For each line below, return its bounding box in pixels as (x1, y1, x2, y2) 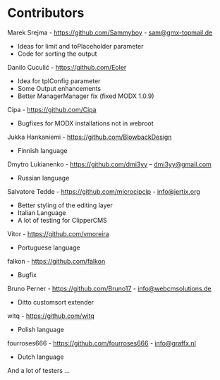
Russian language (17, 173, 70, 182)
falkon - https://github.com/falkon (7, 257, 106, 265)
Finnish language (17, 146, 68, 154)
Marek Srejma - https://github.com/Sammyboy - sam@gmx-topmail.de (7, 28, 213, 37)
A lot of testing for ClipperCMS (17, 216, 107, 224)
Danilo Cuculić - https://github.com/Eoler (7, 63, 127, 71)
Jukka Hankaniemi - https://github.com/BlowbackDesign (7, 133, 172, 141)
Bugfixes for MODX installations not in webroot (17, 118, 154, 128)
